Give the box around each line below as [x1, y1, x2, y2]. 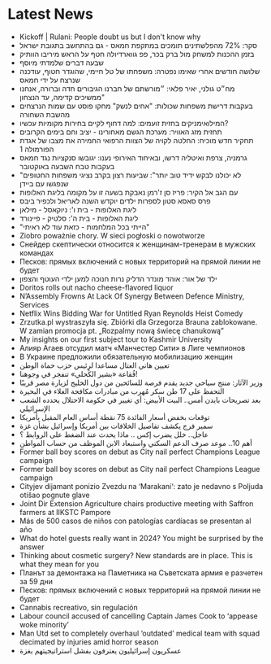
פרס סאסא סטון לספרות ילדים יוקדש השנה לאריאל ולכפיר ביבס [19, 196, 211, 206]
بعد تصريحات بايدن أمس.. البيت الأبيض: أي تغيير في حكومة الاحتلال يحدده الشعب [19, 395, 261, 404]
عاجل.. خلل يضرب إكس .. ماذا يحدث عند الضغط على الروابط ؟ [19, 429, 209, 439]
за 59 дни [19, 576, 54, 586]
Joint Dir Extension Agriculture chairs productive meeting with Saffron [19, 498, 254, 509]
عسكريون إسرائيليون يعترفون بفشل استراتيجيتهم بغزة [19, 645, 182, 655]
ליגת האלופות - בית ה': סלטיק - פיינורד [19, 213, 139, 223]
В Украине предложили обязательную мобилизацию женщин [19, 352, 233, 361]
